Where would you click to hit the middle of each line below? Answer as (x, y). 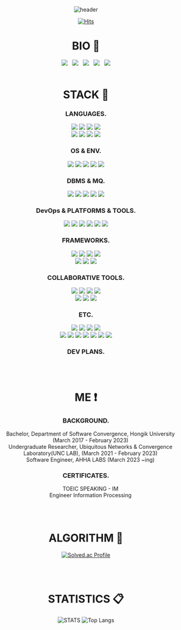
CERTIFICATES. (86, 475)
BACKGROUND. (86, 420)
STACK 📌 (86, 95)
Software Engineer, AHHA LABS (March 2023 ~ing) (90, 459)
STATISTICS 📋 (86, 599)
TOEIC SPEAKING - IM (90, 489)
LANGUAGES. (86, 114)
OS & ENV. (86, 151)
